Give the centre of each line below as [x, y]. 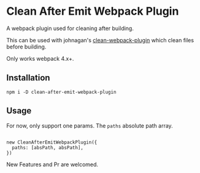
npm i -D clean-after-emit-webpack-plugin [61, 92]
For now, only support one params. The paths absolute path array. [90, 125]
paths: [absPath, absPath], [48, 148]
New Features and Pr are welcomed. [52, 164]
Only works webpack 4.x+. [40, 58]
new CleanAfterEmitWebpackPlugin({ [52, 142]
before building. [26, 47]
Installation [28, 78]
